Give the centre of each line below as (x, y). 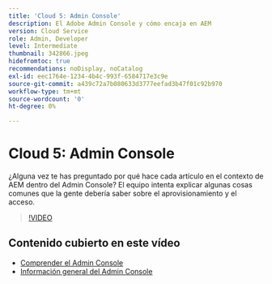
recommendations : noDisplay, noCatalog (76, 69)
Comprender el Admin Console (72, 262)
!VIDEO (40, 218)
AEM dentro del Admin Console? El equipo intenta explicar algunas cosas (130, 185)
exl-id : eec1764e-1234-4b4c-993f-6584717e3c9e (88, 76)
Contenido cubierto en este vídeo (94, 243)
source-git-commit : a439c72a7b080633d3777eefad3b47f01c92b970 (115, 84)
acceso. (21, 202)
